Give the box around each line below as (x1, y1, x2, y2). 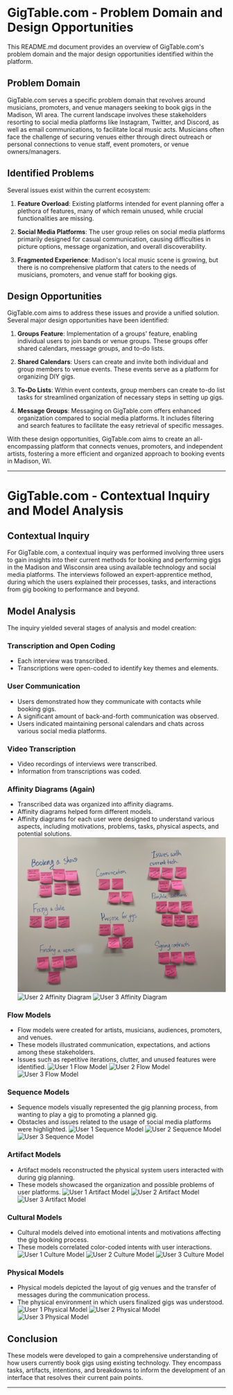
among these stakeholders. (17, 1048, 96, 1057)
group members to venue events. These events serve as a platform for (17, 365, 219, 374)
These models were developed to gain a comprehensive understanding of (7, 1351, 218, 1360)
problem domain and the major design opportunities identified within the (7, 50, 214, 58)
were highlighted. (17, 1125, 67, 1134)
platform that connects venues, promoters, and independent (51, 442, 223, 451)
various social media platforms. (17, 727, 107, 735)
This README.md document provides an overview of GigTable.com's (7, 42, 205, 51)
